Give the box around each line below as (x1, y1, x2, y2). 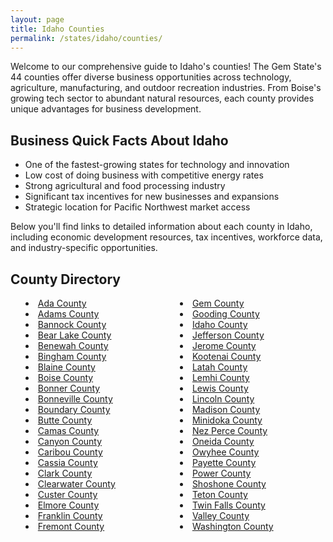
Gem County (191, 297, 245, 309)
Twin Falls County (191, 499, 266, 511)
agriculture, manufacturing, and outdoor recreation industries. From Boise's (10, 82, 322, 94)
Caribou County (37, 446, 103, 458)
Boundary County (37, 404, 111, 415)
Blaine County (37, 361, 96, 373)
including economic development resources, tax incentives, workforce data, (10, 231, 323, 243)
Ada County (37, 297, 87, 309)
